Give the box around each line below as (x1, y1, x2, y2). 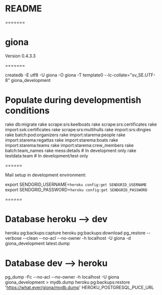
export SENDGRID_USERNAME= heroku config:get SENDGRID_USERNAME (5, 181, 147, 187)
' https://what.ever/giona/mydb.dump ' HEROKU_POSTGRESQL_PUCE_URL (5, 284, 154, 290)
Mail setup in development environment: (5, 172, 87, 178)
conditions (5, 105, 50, 116)
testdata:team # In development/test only (5, 152, 88, 158)
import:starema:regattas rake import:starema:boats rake (5, 137, 119, 143)
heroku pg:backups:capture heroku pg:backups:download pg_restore (5, 230, 146, 236)
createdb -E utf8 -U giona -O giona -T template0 (5, 72, 104, 78)
